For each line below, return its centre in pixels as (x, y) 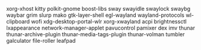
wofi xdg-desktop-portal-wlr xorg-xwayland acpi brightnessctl (109, 21)
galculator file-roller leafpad (41, 41)
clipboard (18, 21)
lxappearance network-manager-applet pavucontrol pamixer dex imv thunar (101, 28)
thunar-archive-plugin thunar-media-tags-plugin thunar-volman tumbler (96, 34)
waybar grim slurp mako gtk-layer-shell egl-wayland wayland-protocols (95, 15)
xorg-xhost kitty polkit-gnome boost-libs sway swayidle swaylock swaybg (98, 9)
